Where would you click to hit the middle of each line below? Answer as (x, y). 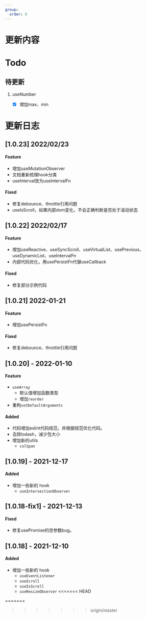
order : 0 (18, 14)
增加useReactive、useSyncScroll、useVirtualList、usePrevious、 (78, 250)
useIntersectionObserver (45, 491)
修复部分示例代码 (29, 285)
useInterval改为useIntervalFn (41, 181)
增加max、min (34, 104)
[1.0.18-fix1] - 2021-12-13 (44, 506)
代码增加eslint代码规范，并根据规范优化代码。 (58, 428)
